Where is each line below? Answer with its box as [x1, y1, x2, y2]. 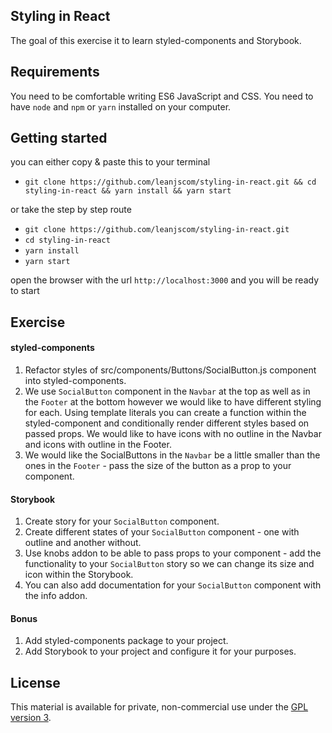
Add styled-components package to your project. [24, 635, 229, 647]
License [10, 674, 61, 691]
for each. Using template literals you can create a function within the [24, 407, 307, 419]
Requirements [10, 64, 100, 81]
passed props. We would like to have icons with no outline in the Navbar [24, 428, 322, 440]
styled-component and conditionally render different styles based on [24, 417, 310, 429]
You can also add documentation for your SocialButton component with [24, 579, 322, 591]
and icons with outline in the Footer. [24, 439, 172, 451]
